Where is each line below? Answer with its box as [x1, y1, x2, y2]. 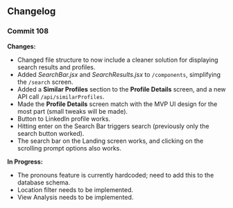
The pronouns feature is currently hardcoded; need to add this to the [17, 171, 214, 179]
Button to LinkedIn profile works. [17, 114, 111, 123]
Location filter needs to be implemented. [17, 185, 134, 193]
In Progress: [7, 157, 43, 166]
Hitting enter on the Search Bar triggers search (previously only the [17, 121, 209, 130]
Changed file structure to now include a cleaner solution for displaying [17, 55, 218, 64]
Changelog [7, 6, 56, 17]
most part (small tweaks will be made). [17, 107, 128, 115]
